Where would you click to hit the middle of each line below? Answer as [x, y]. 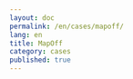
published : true [40, 60]
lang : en [26, 35]
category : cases [40, 52]
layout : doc [32, 18]
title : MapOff [36, 43]
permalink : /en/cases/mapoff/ [67, 26]
